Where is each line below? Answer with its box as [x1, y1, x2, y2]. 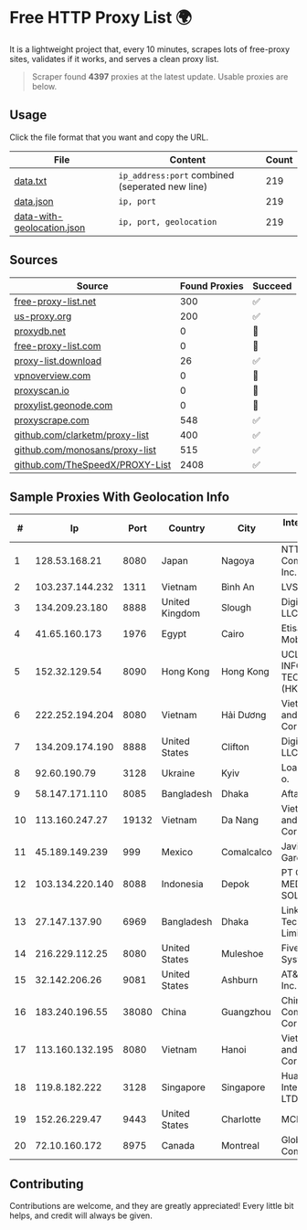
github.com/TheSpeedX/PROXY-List [14, 458, 172, 471]
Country [168, 522, 206, 535]
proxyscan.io [14, 384, 70, 397]
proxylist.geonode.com [14, 398, 113, 411]
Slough [220, 601, 252, 614]
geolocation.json [14, 221, 86, 234]
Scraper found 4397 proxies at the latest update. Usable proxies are [31, 70, 289, 82]
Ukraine [161, 767, 196, 779]
